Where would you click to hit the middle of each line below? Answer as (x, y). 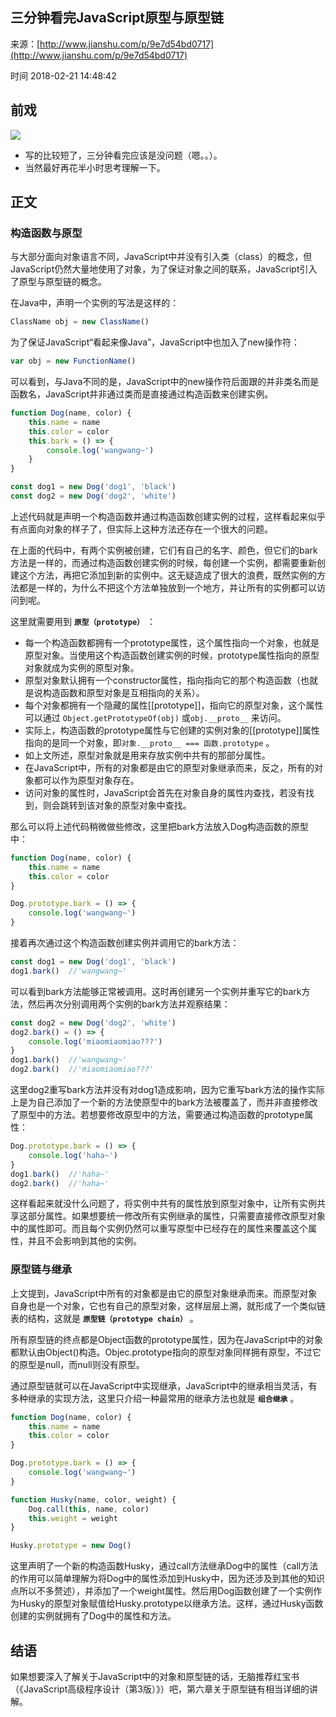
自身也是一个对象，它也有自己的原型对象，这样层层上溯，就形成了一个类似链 (168, 1305)
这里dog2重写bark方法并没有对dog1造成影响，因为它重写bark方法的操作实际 (167, 1090)
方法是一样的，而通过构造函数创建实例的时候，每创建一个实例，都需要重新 (163, 562)
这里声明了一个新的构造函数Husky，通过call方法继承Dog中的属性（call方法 (164, 1566)
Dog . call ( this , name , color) (89, 1509)
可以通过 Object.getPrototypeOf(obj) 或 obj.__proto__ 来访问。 (155, 717)
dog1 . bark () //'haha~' (60, 1174)
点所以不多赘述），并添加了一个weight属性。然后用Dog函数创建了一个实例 (162, 1591)
